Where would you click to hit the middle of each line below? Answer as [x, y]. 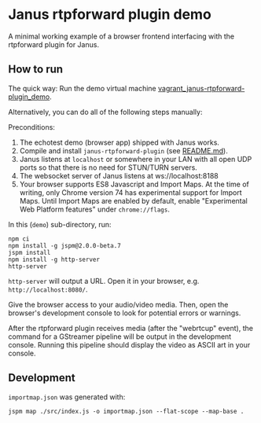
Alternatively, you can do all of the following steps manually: [105, 112]
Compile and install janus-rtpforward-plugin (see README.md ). [123, 150]
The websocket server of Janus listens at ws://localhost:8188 [119, 175]
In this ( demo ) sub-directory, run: [60, 224]
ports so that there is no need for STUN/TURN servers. [108, 167]
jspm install [29, 252]
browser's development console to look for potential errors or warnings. [125, 313]
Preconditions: [31, 127]
